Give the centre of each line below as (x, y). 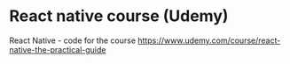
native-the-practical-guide (58, 49)
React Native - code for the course (72, 40)
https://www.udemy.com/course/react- (209, 40)
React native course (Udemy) (119, 16)
